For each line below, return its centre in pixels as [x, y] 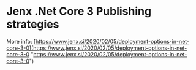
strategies [33, 24]
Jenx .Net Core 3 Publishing [79, 11]
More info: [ [21, 41]
